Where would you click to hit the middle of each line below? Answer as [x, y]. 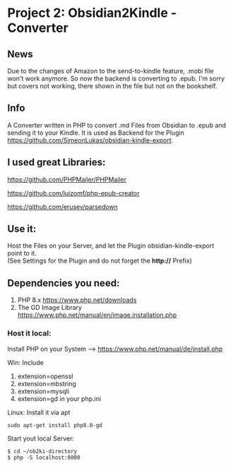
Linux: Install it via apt [39, 412]
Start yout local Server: [41, 438]
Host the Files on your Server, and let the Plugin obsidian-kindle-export [111, 246]
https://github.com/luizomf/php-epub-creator [73, 193]
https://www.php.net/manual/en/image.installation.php [97, 315]
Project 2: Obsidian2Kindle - [92, 13]
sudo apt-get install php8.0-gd [55, 425]
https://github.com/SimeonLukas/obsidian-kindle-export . [90, 140]
